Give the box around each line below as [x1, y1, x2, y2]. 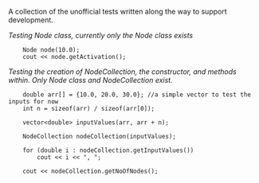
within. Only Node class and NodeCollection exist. [8, 76, 173, 84]
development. [8, 15, 53, 25]
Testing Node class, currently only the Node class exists [8, 31, 194, 40]
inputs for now [8, 98, 59, 106]
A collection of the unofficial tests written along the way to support [8, 7, 227, 16]
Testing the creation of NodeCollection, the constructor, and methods [8, 67, 237, 76]
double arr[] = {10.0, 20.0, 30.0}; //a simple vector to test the [22, 91, 251, 99]
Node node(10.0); [22, 46, 80, 54]
